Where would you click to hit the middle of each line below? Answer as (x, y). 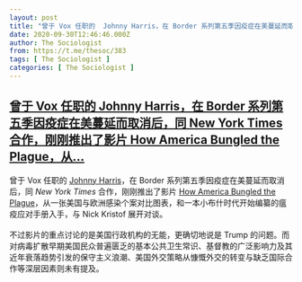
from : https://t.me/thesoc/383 (68, 51)
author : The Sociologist (56, 43)
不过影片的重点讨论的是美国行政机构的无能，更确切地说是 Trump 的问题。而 (150, 234)
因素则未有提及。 (72, 268)
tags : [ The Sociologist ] (60, 59)
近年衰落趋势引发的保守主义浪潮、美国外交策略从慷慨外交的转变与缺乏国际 (147, 257)
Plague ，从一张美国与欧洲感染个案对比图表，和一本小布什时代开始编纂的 (144, 202)
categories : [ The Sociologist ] (72, 68)
